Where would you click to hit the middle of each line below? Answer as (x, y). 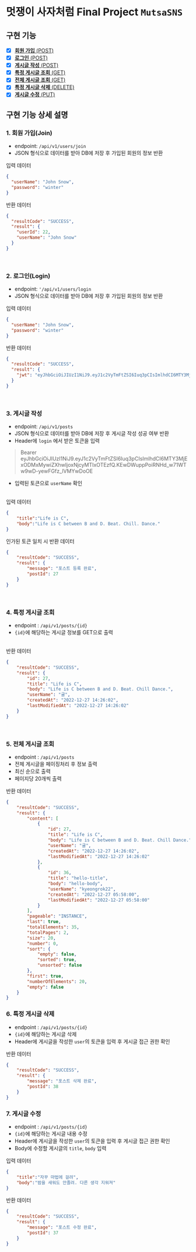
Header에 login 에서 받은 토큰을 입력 (57, 441)
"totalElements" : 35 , (53, 927)
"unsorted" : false (60, 965)
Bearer (28, 453)
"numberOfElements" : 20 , (57, 981)
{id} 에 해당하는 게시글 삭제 (45, 1034)
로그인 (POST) (31, 58)
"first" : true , (45, 976)
